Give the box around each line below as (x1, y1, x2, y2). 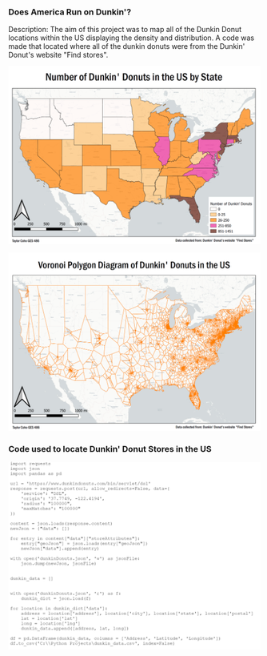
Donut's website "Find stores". (8, 50, 109, 60)
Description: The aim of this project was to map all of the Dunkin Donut (8, 25, 242, 34)
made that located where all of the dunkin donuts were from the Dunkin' (8, 42, 245, 51)
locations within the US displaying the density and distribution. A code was (8, 33, 254, 42)
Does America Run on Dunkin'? (8, 6, 132, 18)
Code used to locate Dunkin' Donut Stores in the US (8, 443, 212, 454)
